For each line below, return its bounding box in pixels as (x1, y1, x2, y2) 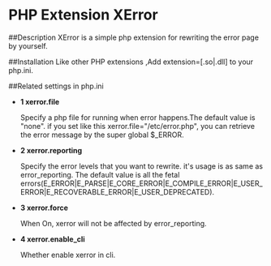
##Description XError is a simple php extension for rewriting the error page (8, 32, 260, 42)
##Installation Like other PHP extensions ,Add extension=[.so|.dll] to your (8, 57, 254, 66)
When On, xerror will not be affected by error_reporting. (19, 218, 207, 228)
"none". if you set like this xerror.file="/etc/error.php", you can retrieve (19, 121, 256, 131)
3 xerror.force (19, 203, 69, 212)
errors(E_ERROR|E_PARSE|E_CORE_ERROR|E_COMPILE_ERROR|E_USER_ (19, 178, 263, 188)
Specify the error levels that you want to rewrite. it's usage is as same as (19, 161, 264, 171)
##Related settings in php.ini (8, 81, 104, 91)
